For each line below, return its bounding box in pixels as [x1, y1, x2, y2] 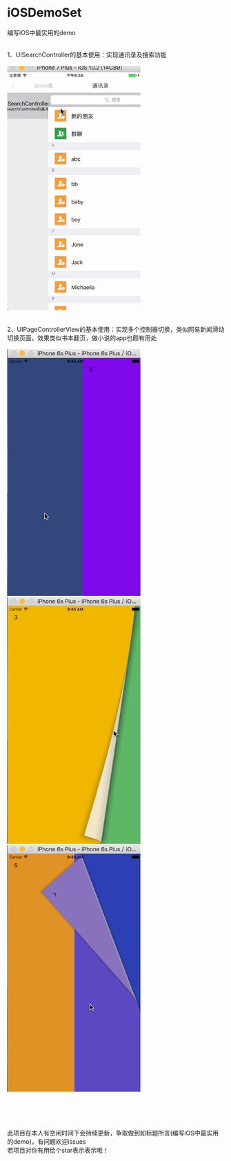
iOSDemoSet [7, 5, 82, 21]
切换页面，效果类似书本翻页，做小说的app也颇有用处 [7, 333, 157, 342]
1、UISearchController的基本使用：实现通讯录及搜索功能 [7, 50, 167, 59]
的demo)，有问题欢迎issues [7, 1137, 86, 1146]
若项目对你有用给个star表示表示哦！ [7, 1146, 109, 1154]
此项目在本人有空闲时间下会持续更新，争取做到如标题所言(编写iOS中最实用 [7, 1129, 219, 1137]
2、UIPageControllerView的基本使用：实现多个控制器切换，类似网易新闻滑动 [7, 325, 225, 333]
